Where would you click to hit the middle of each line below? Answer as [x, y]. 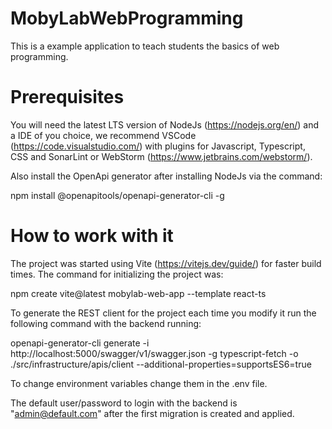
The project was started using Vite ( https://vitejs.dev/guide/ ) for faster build [166, 263]
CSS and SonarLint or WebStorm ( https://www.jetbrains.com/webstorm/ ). [161, 156]
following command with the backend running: [106, 323]
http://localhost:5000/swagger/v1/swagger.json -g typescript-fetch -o [154, 353]
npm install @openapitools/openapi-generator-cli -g [117, 195]
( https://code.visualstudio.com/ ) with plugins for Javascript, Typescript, [158, 146]
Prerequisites [67, 97]
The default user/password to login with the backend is [124, 403]
